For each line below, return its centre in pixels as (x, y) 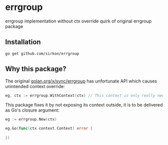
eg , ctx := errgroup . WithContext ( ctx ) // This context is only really (80, 95)
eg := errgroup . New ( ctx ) (31, 119)
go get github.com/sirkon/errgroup (42, 53)
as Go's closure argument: (32, 110)
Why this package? (36, 69)
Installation (23, 42)
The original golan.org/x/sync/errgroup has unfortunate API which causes (81, 81)
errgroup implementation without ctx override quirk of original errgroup (78, 21)
